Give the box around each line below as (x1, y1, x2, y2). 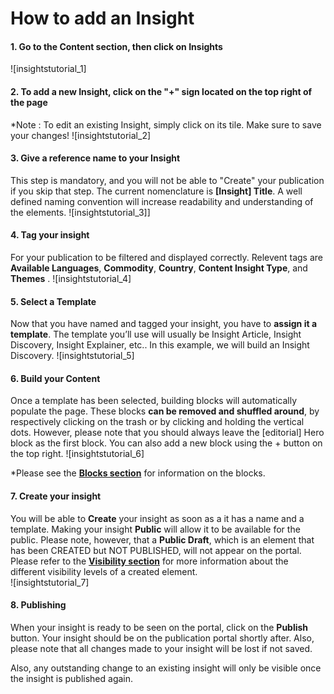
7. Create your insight (10, 490, 102, 502)
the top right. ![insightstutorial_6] (10, 448, 145, 460)
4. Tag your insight (10, 229, 90, 241)
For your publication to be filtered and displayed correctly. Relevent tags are (10, 252, 323, 263)
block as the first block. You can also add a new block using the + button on (10, 437, 323, 449)
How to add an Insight (10, 7, 195, 30)
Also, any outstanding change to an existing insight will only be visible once (10, 662, 322, 674)
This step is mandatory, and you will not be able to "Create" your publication (10, 174, 325, 186)
